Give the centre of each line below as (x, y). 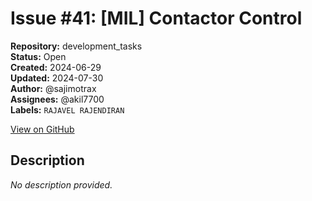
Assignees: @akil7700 (57, 99)
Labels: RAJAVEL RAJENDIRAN (67, 109)
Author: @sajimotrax (53, 88)
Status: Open (38, 56)
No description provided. (61, 184)
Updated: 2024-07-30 (57, 78)
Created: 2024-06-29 (56, 67)
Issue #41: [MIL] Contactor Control (156, 18)
